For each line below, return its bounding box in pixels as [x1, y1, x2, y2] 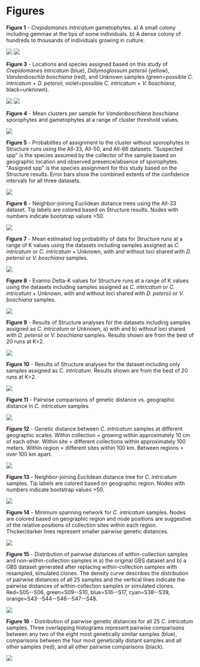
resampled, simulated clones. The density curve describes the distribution [6, 569, 189, 577]
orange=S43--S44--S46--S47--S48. [6, 595, 98, 602]
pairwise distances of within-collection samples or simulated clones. [6, 582, 175, 589]
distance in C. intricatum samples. [6, 402, 90, 410]
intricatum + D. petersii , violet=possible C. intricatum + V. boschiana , [6, 79, 176, 87]
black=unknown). [6, 85, 50, 93]
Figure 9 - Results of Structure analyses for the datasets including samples [6, 318, 191, 326]
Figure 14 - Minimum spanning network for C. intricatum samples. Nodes [6, 509, 186, 516]
